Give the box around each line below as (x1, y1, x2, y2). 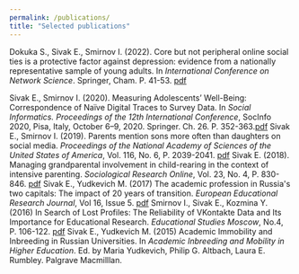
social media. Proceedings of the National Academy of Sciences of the (9, 140, 272, 151)
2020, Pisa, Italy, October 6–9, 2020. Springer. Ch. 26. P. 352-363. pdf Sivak (9, 120, 290, 131)
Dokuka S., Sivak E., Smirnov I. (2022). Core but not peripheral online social (9, 46, 289, 57)
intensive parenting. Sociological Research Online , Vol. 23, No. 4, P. (9, 168, 259, 180)
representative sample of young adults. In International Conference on (9, 65, 269, 76)
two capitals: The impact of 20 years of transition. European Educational (9, 188, 278, 199)
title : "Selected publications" (9, 22, 130, 31)
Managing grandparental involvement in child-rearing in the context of (9, 159, 269, 170)
